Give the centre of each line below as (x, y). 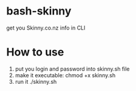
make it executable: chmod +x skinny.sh (65, 75)
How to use (35, 52)
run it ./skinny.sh (36, 81)
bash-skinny (39, 11)
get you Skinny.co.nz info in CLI (46, 28)
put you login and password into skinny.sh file (72, 69)
